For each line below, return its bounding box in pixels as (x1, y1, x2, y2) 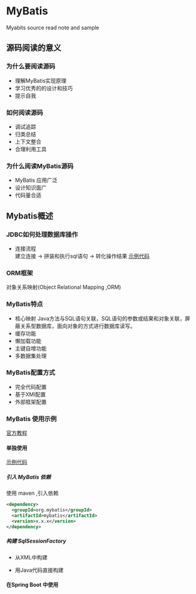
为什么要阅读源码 (6, 62, 56, 71)
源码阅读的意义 (6, 43, 62, 53)
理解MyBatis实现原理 (14, 77, 67, 84)
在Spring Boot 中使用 (6, 581, 59, 589)
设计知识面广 (14, 184, 47, 191)
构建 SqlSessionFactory (6, 537, 67, 545)
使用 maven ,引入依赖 (6, 489, 59, 497)
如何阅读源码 (6, 108, 44, 117)
